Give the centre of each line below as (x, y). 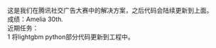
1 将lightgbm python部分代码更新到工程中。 (71, 37)
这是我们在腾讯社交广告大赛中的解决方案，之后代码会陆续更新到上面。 (110, 10)
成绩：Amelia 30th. (36, 19)
